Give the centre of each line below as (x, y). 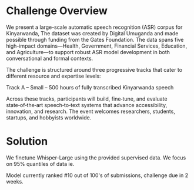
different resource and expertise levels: (53, 76)
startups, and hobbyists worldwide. (49, 117)
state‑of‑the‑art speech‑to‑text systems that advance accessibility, (87, 105)
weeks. (15, 181)
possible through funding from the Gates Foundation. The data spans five (95, 39)
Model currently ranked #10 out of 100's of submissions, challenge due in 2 (97, 175)
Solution (27, 141)
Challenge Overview (57, 11)
